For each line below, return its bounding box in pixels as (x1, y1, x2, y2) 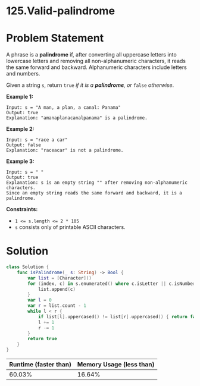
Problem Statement (6, 32, 104, 45)
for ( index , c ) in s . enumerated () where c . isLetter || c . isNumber (27, 281, 196, 287)
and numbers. (6, 70, 40, 77)
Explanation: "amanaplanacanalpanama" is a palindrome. (6, 115, 148, 121)
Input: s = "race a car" (6, 137, 68, 143)
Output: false (6, 142, 42, 148)
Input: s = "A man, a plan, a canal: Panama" (6, 105, 121, 111)
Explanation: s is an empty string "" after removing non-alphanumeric (6, 180, 187, 186)
